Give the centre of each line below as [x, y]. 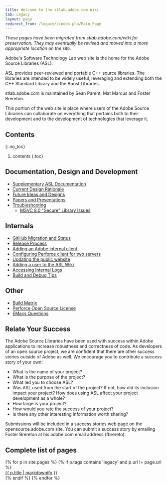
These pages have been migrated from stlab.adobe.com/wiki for [72, 38]
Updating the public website [41, 259]
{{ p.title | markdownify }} [31, 473]
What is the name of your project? [47, 372]
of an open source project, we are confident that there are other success [80, 351]
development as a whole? [39, 398]
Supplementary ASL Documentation [49, 184]
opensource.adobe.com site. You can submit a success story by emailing [80, 429]
